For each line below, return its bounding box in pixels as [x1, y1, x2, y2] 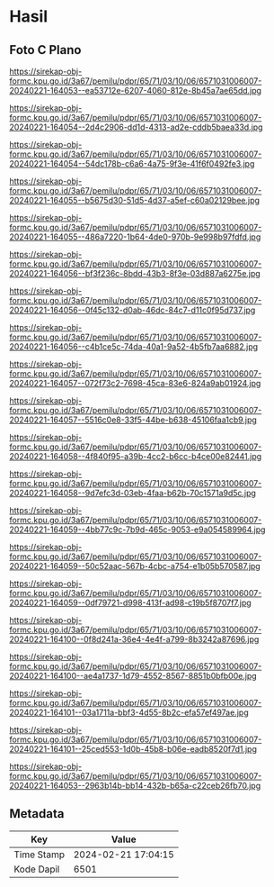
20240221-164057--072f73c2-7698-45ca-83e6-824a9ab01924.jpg [9, 378, 261, 388]
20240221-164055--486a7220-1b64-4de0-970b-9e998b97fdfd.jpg [9, 231, 261, 242]
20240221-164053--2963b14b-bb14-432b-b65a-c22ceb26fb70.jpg [9, 781, 261, 791]
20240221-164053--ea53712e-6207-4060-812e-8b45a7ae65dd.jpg [9, 86, 262, 95]
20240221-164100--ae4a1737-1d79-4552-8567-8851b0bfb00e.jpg [9, 671, 258, 681]
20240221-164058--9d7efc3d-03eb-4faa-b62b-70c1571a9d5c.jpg [9, 488, 256, 498]
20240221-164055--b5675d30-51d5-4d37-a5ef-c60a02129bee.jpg [9, 195, 261, 205]
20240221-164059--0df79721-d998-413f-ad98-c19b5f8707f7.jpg [9, 597, 252, 608]
